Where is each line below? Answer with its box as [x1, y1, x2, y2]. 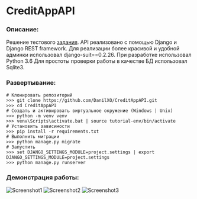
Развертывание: [6, 79, 56, 87]
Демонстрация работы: [6, 173, 79, 181]
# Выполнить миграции [6, 133, 60, 140]
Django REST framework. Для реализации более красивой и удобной [6, 45, 180, 52]
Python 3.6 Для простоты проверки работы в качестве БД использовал [6, 57, 188, 65]
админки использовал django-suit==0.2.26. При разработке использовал [6, 52, 192, 59]
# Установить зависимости [6, 123, 70, 129]
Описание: [6, 25, 39, 34]
